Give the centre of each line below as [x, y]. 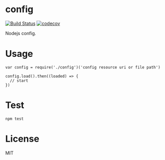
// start [19, 81]
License [22, 139]
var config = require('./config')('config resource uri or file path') [83, 67]
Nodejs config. [21, 33]
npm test [15, 119]
